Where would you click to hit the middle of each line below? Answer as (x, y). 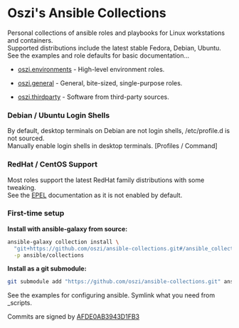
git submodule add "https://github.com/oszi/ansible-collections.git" (114, 282)
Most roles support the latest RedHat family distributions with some (106, 180)
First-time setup (36, 213)
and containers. (30, 40)
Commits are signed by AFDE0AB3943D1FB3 (74, 317)
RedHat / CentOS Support (53, 164)
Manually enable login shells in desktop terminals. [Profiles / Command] (113, 146)
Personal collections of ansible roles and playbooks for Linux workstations (116, 33)
